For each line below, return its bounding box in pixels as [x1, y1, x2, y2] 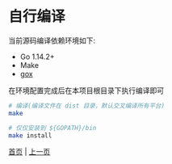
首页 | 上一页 [8, 147, 51, 157]
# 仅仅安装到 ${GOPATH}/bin [8, 124, 97, 132]
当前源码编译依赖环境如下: [8, 36, 96, 45]
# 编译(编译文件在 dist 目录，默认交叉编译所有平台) [8, 102, 166, 110]
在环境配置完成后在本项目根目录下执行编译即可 [8, 86, 164, 95]
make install [8, 131, 52, 140]
